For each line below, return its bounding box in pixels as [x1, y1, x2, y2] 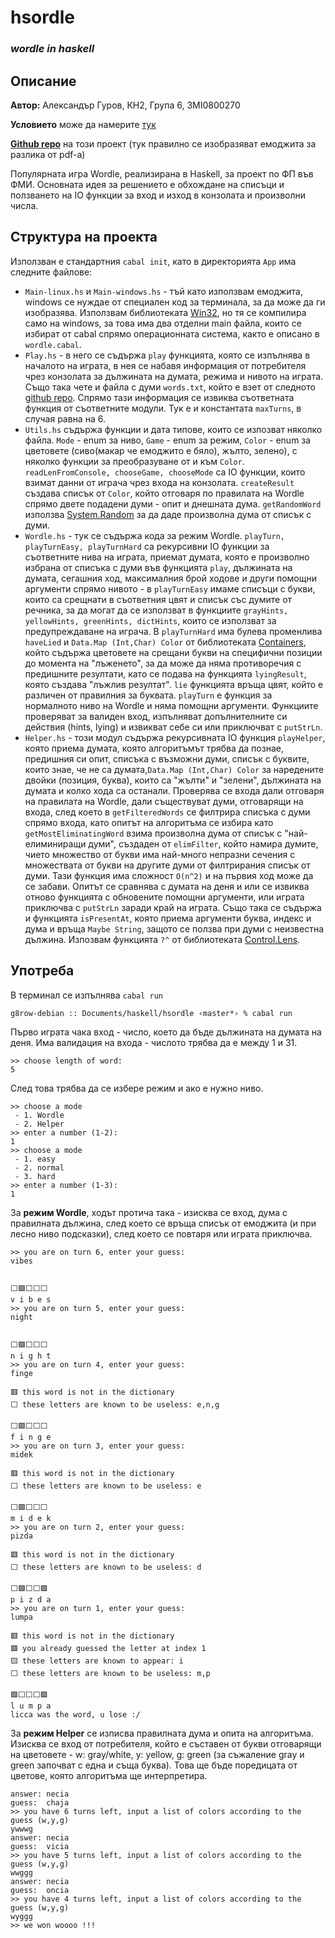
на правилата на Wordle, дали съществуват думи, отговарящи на [24, 795, 304, 807]
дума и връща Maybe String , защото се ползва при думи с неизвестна [24, 922, 325, 935]
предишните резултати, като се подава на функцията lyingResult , [24, 667, 307, 680]
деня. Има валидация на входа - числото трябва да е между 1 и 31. [10, 1036, 298, 1048]
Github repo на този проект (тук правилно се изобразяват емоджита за [10, 137, 317, 150]
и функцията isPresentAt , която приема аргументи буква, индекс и [24, 912, 312, 924]
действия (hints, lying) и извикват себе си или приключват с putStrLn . [24, 721, 323, 733]
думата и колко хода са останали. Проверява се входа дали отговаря [24, 784, 325, 796]
